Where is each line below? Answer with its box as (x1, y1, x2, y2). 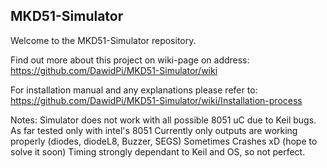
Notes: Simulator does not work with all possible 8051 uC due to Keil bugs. (10, 114, 317, 126)
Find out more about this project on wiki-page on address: (10, 54, 250, 66)
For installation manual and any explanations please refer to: (10, 84, 258, 96)
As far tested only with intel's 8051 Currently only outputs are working (10, 124, 298, 136)
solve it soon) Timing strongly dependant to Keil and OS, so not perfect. (10, 145, 306, 158)
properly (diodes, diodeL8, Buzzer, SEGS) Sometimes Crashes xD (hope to (10, 135, 318, 147)
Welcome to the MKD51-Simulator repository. (10, 34, 197, 46)
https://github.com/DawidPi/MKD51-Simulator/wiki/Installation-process (10, 94, 303, 106)
